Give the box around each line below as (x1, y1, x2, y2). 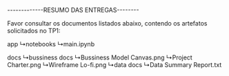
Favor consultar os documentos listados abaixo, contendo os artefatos (7, 19, 208, 27)
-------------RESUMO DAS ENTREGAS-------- (7, 6, 139, 14)
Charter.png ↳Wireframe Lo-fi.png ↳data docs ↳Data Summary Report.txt (7, 61, 222, 68)
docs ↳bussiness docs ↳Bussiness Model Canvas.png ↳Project (7, 53, 193, 61)
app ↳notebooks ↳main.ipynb (7, 40, 95, 48)
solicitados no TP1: (7, 27, 61, 35)
